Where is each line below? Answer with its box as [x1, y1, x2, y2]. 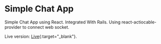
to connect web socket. [22, 24, 70, 30]
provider [4, 24, 21, 30]
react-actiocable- [121, 19, 157, 25]
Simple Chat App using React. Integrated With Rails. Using [4, 19, 121, 25]
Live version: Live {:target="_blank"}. [4, 33, 77, 39]
